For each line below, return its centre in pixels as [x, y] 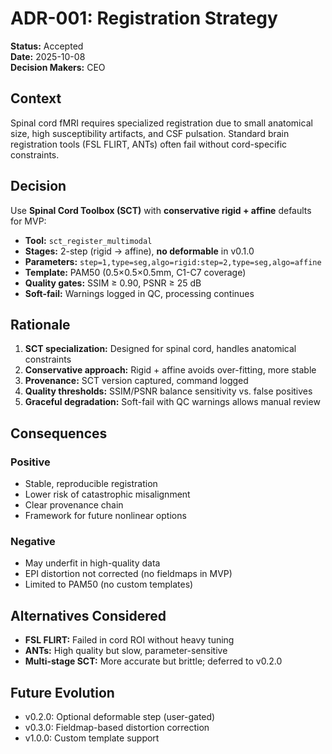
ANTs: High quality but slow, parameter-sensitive [126, 651]
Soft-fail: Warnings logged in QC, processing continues [139, 293]
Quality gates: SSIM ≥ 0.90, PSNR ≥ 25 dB [113, 283]
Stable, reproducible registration [91, 484]
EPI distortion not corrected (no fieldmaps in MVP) [128, 574]
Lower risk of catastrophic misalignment [107, 494]
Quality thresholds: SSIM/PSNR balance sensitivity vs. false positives [168, 391]
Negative [33, 541]
